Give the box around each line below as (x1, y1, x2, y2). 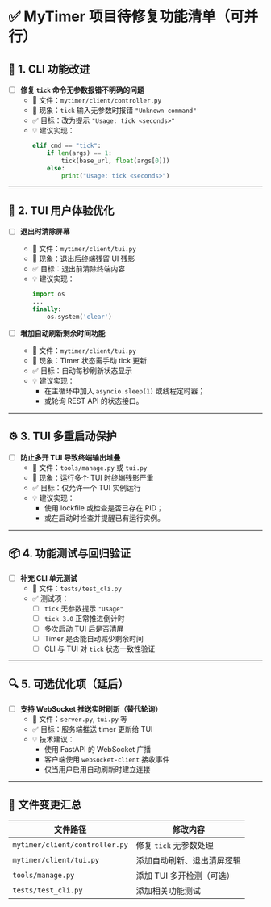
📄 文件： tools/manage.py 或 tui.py (31, 462, 148, 472)
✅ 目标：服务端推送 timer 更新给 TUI (31, 724, 153, 733)
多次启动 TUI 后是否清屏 (44, 624, 124, 633)
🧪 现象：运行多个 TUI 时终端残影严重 (31, 472, 154, 482)
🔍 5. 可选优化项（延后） (8, 678, 129, 691)
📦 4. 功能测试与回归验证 (8, 547, 131, 561)
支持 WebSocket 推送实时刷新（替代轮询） (19, 703, 163, 713)
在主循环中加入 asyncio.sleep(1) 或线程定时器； (44, 385, 206, 396)
